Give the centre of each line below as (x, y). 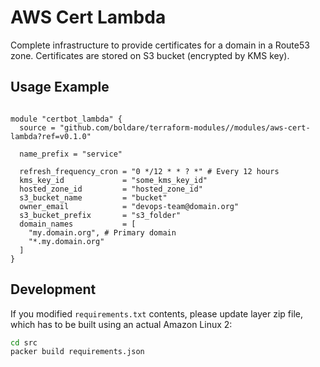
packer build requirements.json (77, 352)
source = (37, 127)
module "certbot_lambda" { (66, 119)
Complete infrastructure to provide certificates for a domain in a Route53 (160, 45)
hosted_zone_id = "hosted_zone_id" (111, 189)
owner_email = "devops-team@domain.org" (129, 206)
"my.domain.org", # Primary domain (102, 232)
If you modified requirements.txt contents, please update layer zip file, (157, 313)
